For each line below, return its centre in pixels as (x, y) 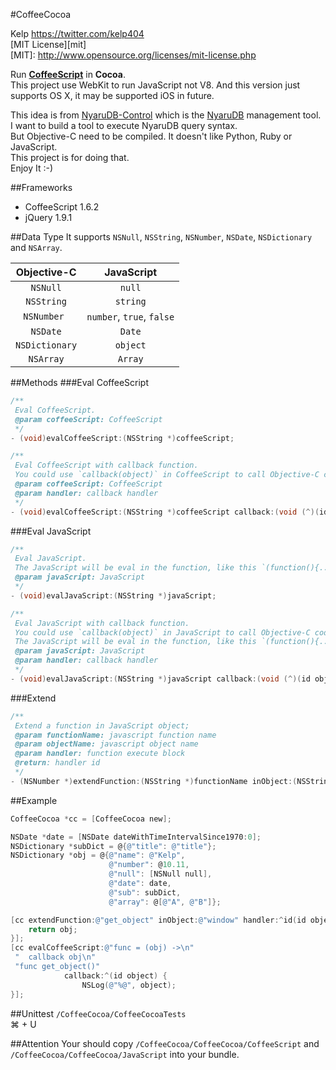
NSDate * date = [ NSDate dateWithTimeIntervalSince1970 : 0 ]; (136, 837)
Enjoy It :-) (32, 168)
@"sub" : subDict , (145, 892)
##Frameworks (41, 187)
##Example (34, 800)
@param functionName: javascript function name (115, 735)
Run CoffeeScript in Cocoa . (68, 74)
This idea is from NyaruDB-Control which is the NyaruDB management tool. (166, 115)
